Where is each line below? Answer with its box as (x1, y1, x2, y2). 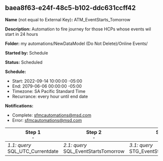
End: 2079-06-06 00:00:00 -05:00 (12, 83, 82, 89)
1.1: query (7, 142, 32, 148)
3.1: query (129, 142, 153, 148)
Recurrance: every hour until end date (12, 93, 88, 99)
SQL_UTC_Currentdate (7, 147, 59, 154)
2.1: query (63, 142, 87, 148)
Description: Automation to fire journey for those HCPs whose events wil (5, 26, 151, 32)
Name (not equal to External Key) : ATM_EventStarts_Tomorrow (5, 16, 130, 22)
